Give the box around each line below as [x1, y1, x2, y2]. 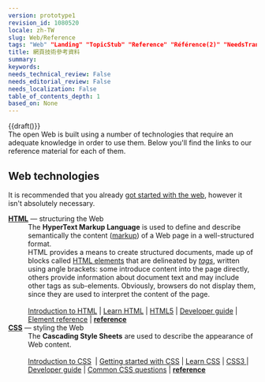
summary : [8, 56, 37, 64]
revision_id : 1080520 [8, 19, 80, 27]
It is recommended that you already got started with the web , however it [8, 190, 243, 200]
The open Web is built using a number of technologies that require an [8, 129, 234, 139]
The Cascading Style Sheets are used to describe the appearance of [28, 331, 254, 340]
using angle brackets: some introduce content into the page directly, [28, 264, 250, 273]
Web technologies [8, 169, 100, 182]
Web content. [28, 339, 72, 349]
